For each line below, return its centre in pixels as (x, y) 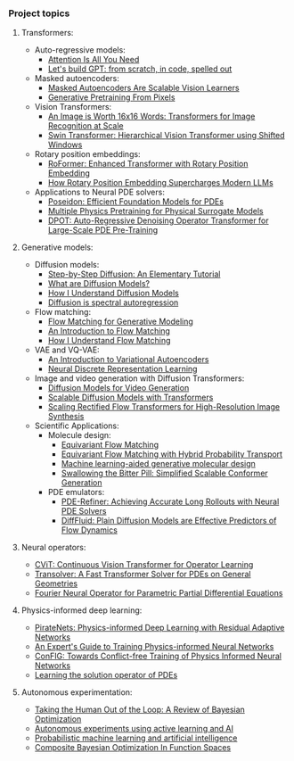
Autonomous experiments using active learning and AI (134, 729)
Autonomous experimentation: (77, 692)
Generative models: (57, 247)
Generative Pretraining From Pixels (111, 97)
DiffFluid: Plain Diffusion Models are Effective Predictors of (169, 521)
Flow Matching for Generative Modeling (120, 322)
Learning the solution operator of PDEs (106, 675)
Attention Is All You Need (94, 60)
